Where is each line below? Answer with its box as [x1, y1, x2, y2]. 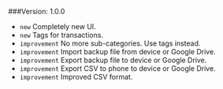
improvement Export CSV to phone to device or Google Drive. [19, 64, 216, 73]
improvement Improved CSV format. [19, 72, 133, 81]
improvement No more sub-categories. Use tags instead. [19, 39, 201, 48]
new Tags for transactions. [19, 31, 104, 39]
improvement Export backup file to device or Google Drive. [19, 55, 207, 65]
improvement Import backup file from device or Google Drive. [19, 47, 216, 56]
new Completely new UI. [19, 22, 96, 31]
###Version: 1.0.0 [8, 7, 65, 16]
